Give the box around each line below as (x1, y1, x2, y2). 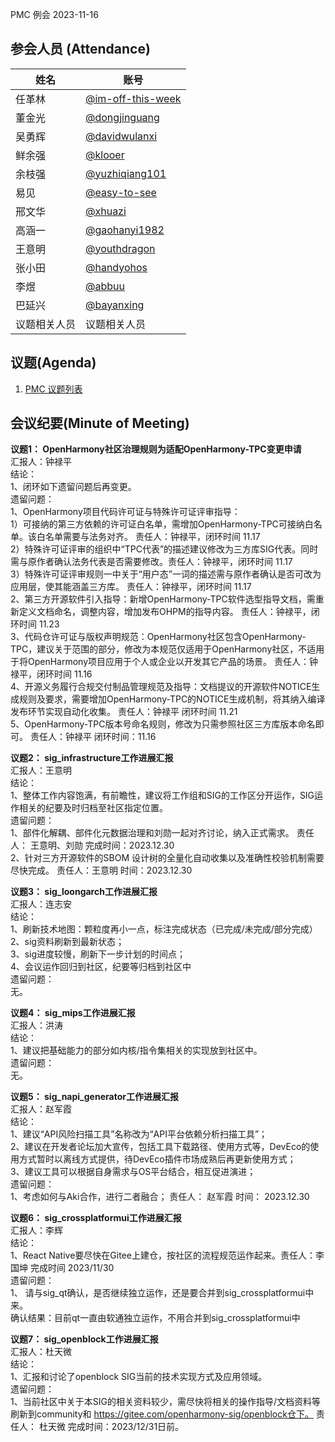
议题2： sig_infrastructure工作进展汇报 (10, 752, 174, 764)
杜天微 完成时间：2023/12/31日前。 (38, 1421, 185, 1433)
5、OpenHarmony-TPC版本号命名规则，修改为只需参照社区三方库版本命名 (10, 718, 316, 730)
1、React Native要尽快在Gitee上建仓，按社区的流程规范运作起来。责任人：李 (10, 1249, 325, 1262)
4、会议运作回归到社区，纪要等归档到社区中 (10, 961, 192, 973)
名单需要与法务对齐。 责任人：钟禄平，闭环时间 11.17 (44, 531, 261, 543)
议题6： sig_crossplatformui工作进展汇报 (10, 1212, 182, 1224)
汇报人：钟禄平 (10, 456, 72, 468)
